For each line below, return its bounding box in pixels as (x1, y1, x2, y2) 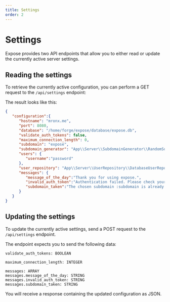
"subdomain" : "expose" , (18, 142, 69, 147)
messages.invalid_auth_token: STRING (5, 277, 85, 282)
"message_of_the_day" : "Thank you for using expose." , (25, 175, 142, 180)
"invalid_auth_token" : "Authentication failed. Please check (25, 180, 155, 185)
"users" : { (18, 151, 42, 157)
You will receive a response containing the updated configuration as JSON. (5, 290, 162, 296)
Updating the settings (5, 212, 75, 221)
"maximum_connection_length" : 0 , (18, 137, 90, 142)
